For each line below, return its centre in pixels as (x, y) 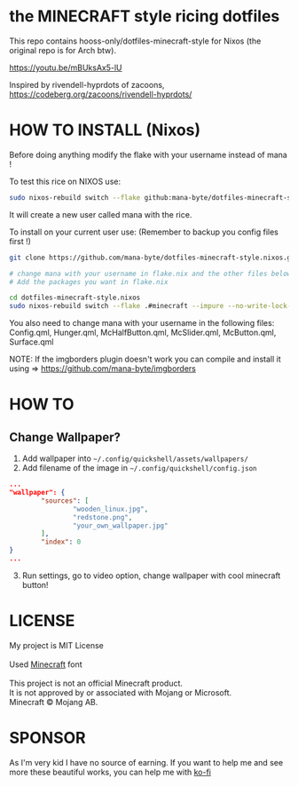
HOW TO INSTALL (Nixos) (105, 130)
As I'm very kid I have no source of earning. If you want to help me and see (146, 762)
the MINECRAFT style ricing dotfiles (145, 16)
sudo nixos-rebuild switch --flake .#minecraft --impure (117, 306)
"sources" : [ (65, 500)
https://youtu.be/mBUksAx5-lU (66, 67)
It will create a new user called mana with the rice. (101, 214)
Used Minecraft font (46, 664)
